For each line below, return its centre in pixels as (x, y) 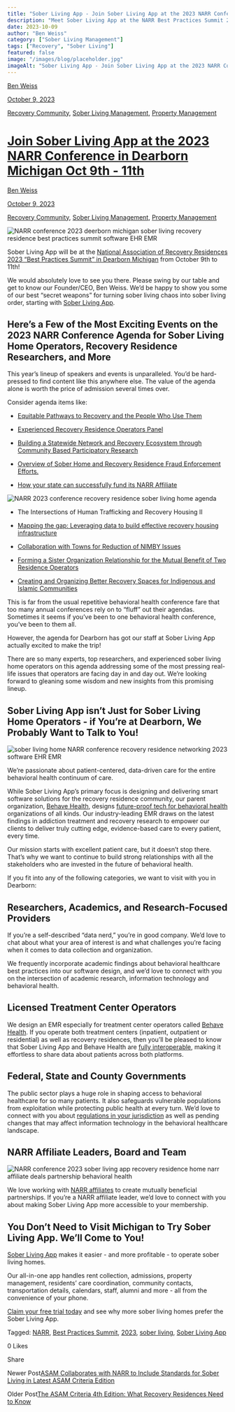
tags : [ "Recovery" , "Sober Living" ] (60, 46)
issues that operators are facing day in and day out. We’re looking (112, 674)
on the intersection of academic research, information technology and (108, 978)
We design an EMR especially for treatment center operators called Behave (115, 1025)
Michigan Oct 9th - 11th (76, 170)
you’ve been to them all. (42, 625)
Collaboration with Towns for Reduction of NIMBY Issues (99, 547)
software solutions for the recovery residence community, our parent (107, 799)
